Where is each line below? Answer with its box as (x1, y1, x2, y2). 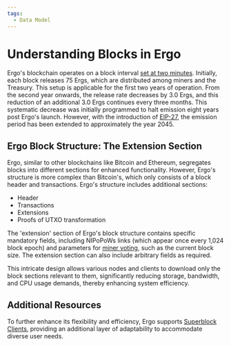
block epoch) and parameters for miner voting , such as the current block (7, 244, 214, 252)
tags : (7, 10, 23, 17)
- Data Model (13, 17, 51, 23)
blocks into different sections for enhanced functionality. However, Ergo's (7, 166, 216, 174)
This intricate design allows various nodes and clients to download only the (7, 265, 221, 273)
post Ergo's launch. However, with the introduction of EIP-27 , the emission (7, 113, 217, 121)
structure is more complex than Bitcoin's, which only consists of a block (7, 173, 212, 181)
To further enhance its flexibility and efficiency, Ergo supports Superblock (7, 318, 217, 326)
